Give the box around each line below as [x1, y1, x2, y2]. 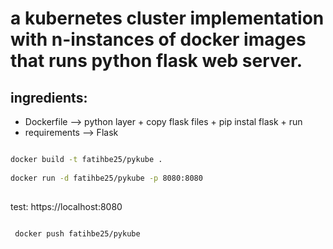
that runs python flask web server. [10, 50, 303, 72]
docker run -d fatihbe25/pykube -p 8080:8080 [10, 173, 203, 183]
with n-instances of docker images [10, 28, 307, 51]
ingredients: [10, 89, 88, 106]
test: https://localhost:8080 [10, 200, 123, 212]
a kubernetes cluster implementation [10, 7, 325, 30]
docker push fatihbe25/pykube [14, 228, 141, 239]
